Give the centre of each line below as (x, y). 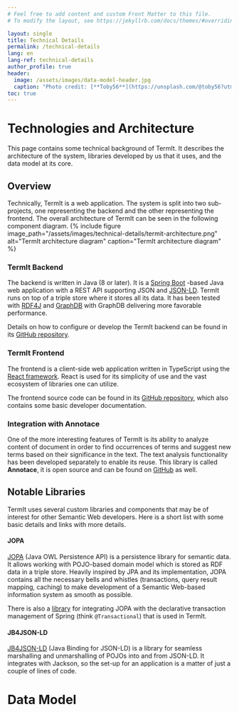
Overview (30, 186)
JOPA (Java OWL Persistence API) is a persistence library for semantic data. (119, 556)
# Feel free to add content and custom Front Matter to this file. (110, 14)
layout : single (30, 34)
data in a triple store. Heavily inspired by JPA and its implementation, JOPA (117, 571)
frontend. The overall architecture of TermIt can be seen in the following (113, 218)
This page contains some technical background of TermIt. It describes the (116, 149)
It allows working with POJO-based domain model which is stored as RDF (115, 564)
